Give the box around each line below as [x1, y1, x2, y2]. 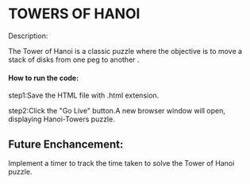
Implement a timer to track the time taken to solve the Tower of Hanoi [8, 158, 235, 167]
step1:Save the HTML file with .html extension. [8, 90, 160, 100]
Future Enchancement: [8, 137, 124, 151]
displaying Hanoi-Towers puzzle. [8, 114, 115, 124]
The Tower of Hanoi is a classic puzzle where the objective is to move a [8, 46, 243, 56]
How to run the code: [8, 73, 79, 82]
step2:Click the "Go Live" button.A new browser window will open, [8, 106, 226, 116]
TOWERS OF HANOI [8, 5, 140, 23]
